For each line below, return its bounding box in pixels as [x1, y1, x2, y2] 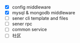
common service [12, 27, 47, 33]
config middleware [12, 4, 51, 10]
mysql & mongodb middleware [12, 10, 75, 16]
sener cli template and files [12, 15, 68, 21]
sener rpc [12, 21, 33, 27]
